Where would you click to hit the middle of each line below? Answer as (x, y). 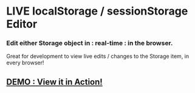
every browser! (25, 63)
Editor (22, 24)
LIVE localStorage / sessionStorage (97, 11)
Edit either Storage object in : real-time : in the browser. (90, 43)
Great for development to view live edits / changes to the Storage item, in (98, 57)
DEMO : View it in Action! (55, 82)
